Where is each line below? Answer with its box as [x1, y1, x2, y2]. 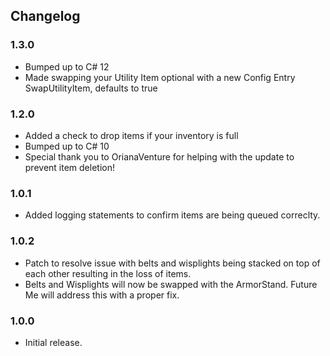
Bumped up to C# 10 [24, 140, 110, 152]
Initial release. [24, 336, 83, 348]
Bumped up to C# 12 [24, 60, 110, 73]
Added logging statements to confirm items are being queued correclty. [24, 209, 321, 221]
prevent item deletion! [24, 161, 115, 173]
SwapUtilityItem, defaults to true [24, 82, 158, 94]
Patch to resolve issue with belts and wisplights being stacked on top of [24, 257, 321, 269]
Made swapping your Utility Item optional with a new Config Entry [24, 71, 296, 83]
